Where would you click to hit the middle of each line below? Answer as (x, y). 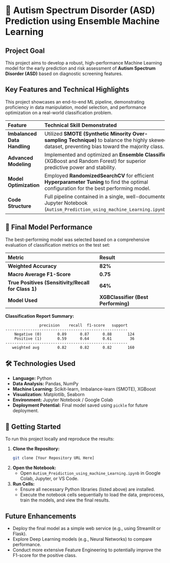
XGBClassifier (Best (124, 297)
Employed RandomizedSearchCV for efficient (99, 176)
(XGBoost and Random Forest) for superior (95, 161)
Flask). (19, 534)
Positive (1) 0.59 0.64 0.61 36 (75, 339)
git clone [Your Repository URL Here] (53, 458)
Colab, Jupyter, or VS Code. (49, 479)
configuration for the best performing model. (97, 188)
